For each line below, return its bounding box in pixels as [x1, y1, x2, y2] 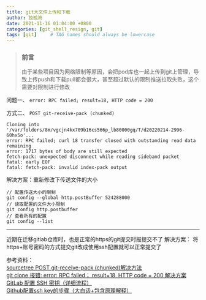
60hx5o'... [6, 132, 34, 138]
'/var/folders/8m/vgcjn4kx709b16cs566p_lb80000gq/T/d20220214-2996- [6, 127, 185, 133]
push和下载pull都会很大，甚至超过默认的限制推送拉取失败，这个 [37, 76, 199, 83]
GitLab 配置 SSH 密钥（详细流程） [6, 279, 92, 287]
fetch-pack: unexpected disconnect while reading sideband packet [6, 154, 180, 160]
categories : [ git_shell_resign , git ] [6, 26, 103, 32]
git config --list [6, 219, 53, 225]
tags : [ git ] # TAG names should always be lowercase [6, 32, 155, 38]
